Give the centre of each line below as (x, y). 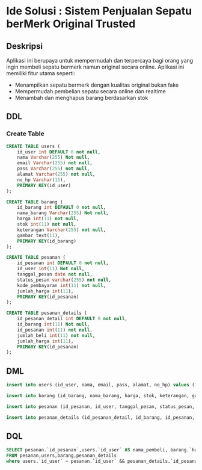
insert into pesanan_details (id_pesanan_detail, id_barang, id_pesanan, (101, 417)
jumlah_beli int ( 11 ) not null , (56, 335)
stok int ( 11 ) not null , (47, 224)
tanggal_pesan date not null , (55, 274)
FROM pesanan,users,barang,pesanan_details (62, 456)
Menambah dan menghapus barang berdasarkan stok (81, 98)
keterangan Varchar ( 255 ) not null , (62, 230)
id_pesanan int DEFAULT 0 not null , (63, 263)
